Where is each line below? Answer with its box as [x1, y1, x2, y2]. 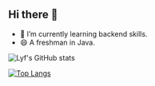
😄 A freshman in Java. [19, 37, 96, 47]
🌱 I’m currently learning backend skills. [19, 29, 148, 38]
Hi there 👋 [8, 8, 58, 21]
